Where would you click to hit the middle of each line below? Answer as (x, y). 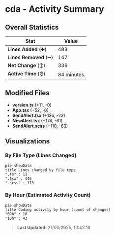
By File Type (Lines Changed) (41, 155)
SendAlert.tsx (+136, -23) (39, 115)
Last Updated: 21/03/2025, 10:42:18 (54, 227)
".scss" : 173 (20, 183)
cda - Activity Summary (55, 9)
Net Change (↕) (27, 65)
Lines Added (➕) (27, 49)
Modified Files (28, 93)
